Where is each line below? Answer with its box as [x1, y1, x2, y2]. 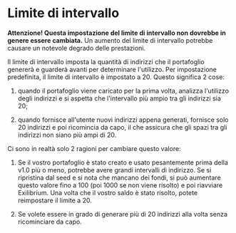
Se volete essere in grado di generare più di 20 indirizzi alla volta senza [17, 209, 228, 218]
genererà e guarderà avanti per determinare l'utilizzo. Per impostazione [7, 65, 217, 73]
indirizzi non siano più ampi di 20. [17, 130, 117, 139]
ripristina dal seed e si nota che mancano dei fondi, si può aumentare [17, 173, 221, 182]
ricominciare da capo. [17, 217, 82, 226]
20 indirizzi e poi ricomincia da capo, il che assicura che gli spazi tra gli [17, 123, 227, 131]
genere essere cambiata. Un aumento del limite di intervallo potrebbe [7, 36, 213, 44]
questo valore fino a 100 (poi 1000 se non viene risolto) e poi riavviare [17, 180, 223, 190]
